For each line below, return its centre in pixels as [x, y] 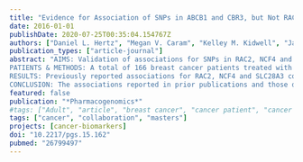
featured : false [40, 93]
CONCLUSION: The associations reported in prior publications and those [149, 85]
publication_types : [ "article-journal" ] [87, 51]
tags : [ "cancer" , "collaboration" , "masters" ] [98, 118]
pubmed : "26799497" [46, 143]
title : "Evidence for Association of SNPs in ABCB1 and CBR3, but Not [145, 18]
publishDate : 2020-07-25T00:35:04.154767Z [90, 34]
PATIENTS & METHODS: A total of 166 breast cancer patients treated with [151, 68]
